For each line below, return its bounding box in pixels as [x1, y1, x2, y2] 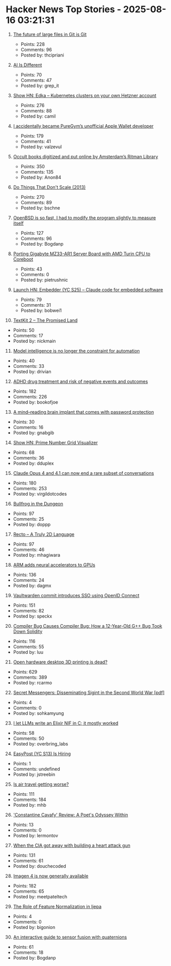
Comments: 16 [13, 424, 44, 430]
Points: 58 [13, 730, 35, 736]
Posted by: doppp [13, 521, 51, 527]
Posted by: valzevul [20, 144, 62, 150]
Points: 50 [13, 327, 35, 333]
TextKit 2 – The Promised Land [13, 317, 78, 323]
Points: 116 [13, 638, 36, 644]
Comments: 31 [20, 302, 51, 308]
